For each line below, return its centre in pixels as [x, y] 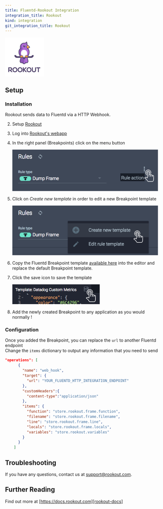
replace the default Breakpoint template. [52, 268]
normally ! [22, 317]
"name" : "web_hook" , [43, 371]
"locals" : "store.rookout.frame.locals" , [69, 427]
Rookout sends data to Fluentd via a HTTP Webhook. [58, 114]
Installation [19, 104]
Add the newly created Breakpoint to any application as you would [78, 312]
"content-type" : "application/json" [62, 396]
